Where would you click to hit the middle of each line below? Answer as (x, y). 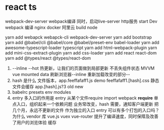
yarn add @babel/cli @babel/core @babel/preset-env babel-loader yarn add (82, 42)
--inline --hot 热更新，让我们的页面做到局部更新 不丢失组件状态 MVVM (83, 68)
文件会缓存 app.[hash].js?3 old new (48, 86)
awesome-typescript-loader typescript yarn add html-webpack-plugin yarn (81, 48)
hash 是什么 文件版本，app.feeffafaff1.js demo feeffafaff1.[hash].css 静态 (86, 80)
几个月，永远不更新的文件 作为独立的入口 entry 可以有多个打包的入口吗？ (86, 110)
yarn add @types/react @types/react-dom (48, 58)
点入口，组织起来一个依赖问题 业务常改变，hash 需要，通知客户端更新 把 (85, 104)
